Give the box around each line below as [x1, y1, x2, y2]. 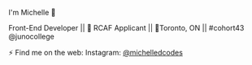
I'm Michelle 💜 [8, 8, 56, 17]
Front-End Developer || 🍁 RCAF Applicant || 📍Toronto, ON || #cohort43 [8, 23, 245, 32]
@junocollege [8, 32, 54, 41]
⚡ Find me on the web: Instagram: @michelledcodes [8, 48, 183, 57]
